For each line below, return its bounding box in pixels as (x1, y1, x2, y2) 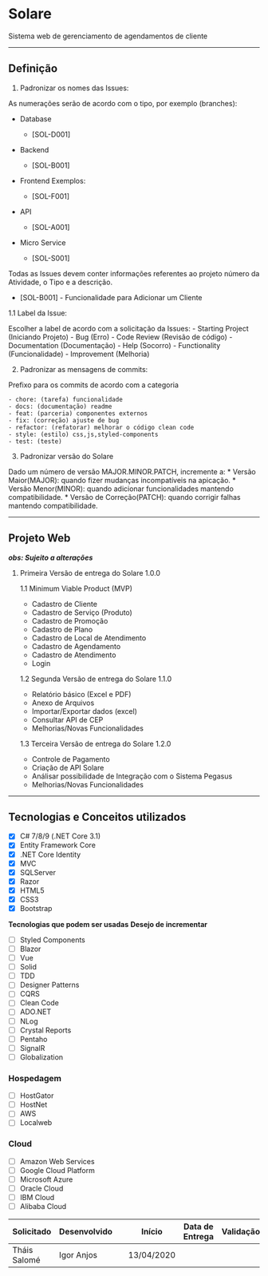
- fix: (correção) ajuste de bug (8, 416, 120, 424)
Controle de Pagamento (31, 754, 110, 763)
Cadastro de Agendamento (31, 641, 121, 651)
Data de (183, 1221, 214, 1232)
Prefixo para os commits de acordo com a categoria (8, 380, 179, 390)
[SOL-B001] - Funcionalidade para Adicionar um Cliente (19, 292, 203, 302)
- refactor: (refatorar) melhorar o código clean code (8, 423, 195, 431)
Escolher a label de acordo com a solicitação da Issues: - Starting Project (8, 323, 249, 333)
